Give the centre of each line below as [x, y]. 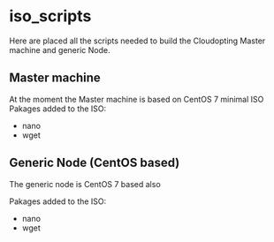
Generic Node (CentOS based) [95, 163]
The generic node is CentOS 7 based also [85, 184]
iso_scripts [50, 16]
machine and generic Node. [60, 49]
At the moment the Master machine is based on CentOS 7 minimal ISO [137, 99]
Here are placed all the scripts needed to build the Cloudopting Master [137, 41]
